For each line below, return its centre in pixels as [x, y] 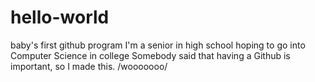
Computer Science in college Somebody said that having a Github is [150, 55]
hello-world [60, 17]
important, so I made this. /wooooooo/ [89, 66]
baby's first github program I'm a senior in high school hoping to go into [158, 45]
